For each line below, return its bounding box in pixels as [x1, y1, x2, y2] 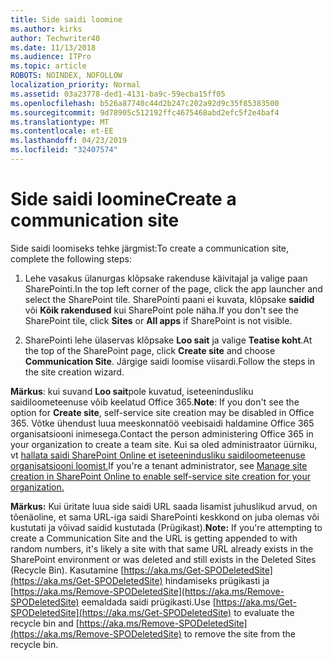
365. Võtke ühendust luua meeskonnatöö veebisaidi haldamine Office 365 [10, 417, 315, 429]
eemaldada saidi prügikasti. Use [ [81, 596, 217, 608]
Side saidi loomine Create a [10, 188, 237, 211]
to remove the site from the [183, 627, 296, 640]
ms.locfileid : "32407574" [10, 145, 118, 155]
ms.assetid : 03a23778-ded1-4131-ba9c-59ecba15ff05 [10, 89, 226, 99]
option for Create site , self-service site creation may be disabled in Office [10, 406, 315, 418]
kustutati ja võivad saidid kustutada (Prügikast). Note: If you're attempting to [10, 521, 323, 533]
